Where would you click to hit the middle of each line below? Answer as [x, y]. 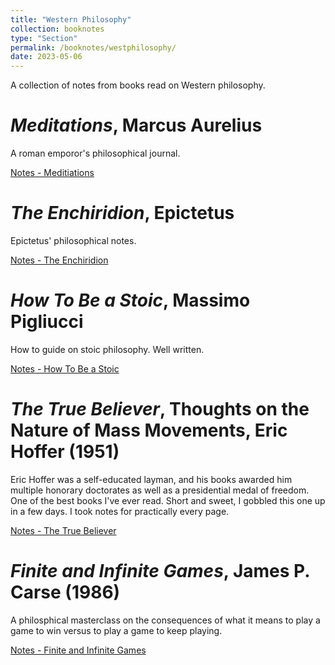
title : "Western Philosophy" [71, 19]
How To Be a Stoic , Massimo [130, 300]
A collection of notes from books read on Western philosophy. [138, 85]
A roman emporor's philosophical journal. [95, 153]
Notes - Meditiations [52, 173]
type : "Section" [44, 38]
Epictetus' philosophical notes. [73, 240]
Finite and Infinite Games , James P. [160, 571]
